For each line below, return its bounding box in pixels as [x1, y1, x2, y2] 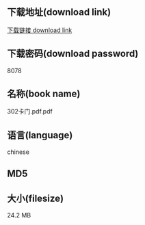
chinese [7, 148, 29, 156]
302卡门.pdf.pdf [7, 107, 53, 116]
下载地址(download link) [7, 6, 111, 18]
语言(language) [7, 129, 73, 141]
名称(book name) [7, 88, 81, 100]
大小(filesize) [7, 193, 64, 204]
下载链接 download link [7, 26, 72, 34]
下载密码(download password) [7, 48, 139, 59]
